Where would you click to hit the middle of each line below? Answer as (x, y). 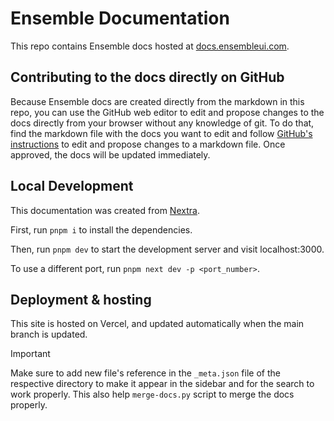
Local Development (72, 186)
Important (30, 354)
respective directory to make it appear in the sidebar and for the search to (162, 384)
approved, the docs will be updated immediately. (110, 154)
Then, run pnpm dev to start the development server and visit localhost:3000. (167, 249)
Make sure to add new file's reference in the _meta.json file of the (145, 373)
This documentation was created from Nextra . (105, 210)
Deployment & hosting (81, 299)
